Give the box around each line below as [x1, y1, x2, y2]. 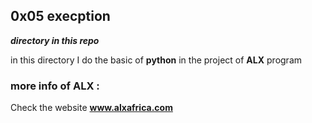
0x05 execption [10, 8, 111, 25]
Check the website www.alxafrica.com [10, 102, 173, 114]
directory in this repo [10, 34, 100, 46]
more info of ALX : [10, 79, 100, 93]
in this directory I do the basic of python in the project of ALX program [10, 54, 303, 66]
